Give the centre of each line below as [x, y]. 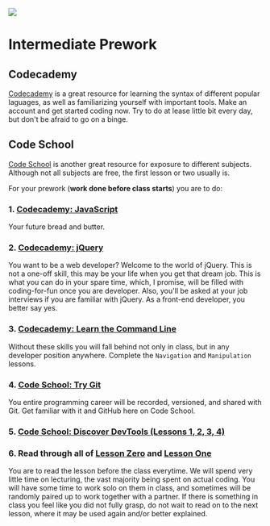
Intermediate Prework [83, 45]
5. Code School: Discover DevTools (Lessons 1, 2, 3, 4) [117, 432]
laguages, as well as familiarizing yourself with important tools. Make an [128, 102]
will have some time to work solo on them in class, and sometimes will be [130, 488]
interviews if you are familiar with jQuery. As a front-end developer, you [127, 299]
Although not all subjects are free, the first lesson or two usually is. [119, 173]
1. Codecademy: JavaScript [63, 209]
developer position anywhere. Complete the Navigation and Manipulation [130, 355]
